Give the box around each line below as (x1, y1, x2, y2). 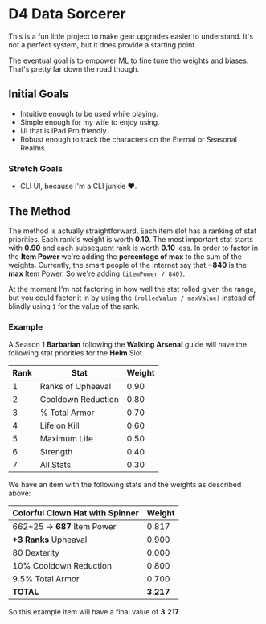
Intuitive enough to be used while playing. (19, 109, 158, 118)
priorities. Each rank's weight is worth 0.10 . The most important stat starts (8, 234, 253, 244)
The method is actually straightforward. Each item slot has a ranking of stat (8, 226, 257, 236)
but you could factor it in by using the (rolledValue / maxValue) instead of (8, 293, 256, 302)
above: (8, 488, 31, 499)
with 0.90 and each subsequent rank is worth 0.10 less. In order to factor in (8, 243, 259, 252)
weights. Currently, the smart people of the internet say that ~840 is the (8, 260, 248, 269)
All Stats (39, 459, 72, 470)
